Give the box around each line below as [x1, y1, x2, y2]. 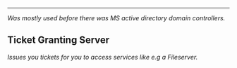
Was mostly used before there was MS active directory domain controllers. [7, 14, 226, 22]
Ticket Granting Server [7, 34, 110, 46]
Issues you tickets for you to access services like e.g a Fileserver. [7, 53, 198, 61]
